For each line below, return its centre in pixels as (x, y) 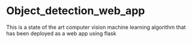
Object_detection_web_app (76, 11)
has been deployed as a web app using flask (61, 33)
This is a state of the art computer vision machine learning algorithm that (96, 27)
